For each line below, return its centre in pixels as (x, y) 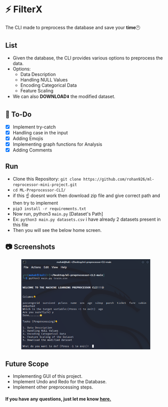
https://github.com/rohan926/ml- (119, 179)
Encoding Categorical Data (49, 85)
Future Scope (27, 364)
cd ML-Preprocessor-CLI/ (39, 190)
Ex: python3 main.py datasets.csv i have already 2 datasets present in (87, 219)
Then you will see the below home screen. (57, 230)
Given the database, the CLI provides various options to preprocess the (88, 58)
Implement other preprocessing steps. (53, 387)
